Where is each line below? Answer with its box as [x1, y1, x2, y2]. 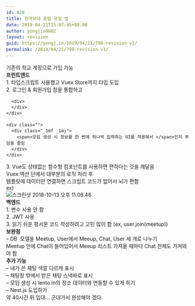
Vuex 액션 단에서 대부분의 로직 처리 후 [6, 170, 94, 177]
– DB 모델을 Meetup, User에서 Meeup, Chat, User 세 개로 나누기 [6, 235, 158, 242]
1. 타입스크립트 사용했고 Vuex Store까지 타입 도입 [6, 79, 119, 86]
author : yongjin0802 [6, 28, 57, 34]
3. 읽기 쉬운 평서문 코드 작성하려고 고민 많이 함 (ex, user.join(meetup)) [6, 220, 168, 227]
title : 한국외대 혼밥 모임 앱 [6, 15, 69, 22]
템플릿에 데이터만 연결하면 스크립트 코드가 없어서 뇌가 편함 [6, 178, 139, 185]
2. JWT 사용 [6, 213, 35, 220]
